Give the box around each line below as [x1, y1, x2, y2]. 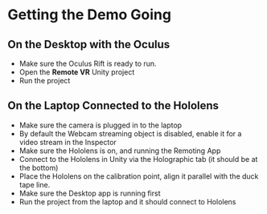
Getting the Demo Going [7, 6, 172, 24]
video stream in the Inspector [18, 137, 117, 147]
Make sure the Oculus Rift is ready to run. [18, 59, 158, 68]
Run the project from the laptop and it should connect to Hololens [18, 196, 236, 206]
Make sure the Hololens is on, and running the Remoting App [18, 146, 221, 155]
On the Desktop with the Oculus [7, 38, 170, 51]
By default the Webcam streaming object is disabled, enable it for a [18, 128, 242, 138]
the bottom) [18, 163, 59, 172]
